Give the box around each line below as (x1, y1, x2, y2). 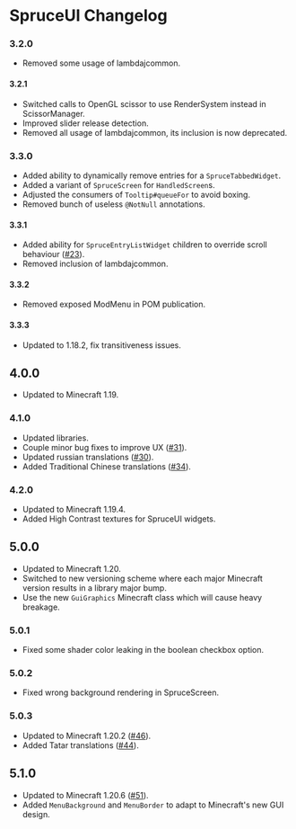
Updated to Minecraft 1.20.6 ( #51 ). (22, 789, 150, 800)
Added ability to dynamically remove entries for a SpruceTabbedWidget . (22, 170, 281, 181)
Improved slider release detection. (22, 118, 150, 129)
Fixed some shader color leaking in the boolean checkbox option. (22, 645, 265, 655)
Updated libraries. (22, 432, 90, 443)
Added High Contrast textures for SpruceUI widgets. (22, 513, 216, 524)
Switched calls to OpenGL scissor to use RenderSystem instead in (22, 98, 266, 109)
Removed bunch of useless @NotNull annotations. (22, 199, 205, 209)
